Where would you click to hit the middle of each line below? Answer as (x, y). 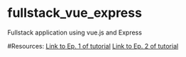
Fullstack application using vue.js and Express (75, 32)
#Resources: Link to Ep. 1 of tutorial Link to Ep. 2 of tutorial (93, 46)
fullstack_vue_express (75, 13)
